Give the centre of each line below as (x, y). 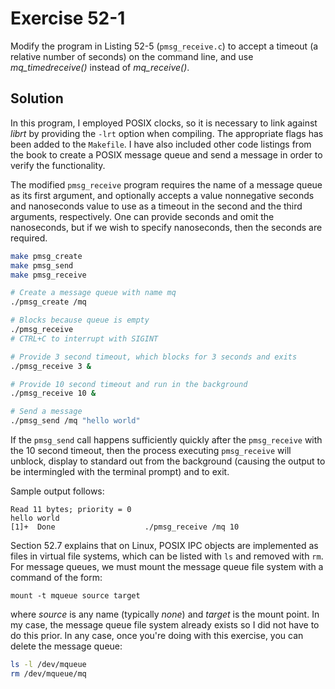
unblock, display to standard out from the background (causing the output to (168, 461)
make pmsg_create (46, 256)
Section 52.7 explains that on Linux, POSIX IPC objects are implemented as (164, 545)
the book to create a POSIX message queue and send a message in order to (166, 154)
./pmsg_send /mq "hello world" (75, 421)
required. (29, 238)
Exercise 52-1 (68, 18)
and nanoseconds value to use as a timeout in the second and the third (156, 206)
